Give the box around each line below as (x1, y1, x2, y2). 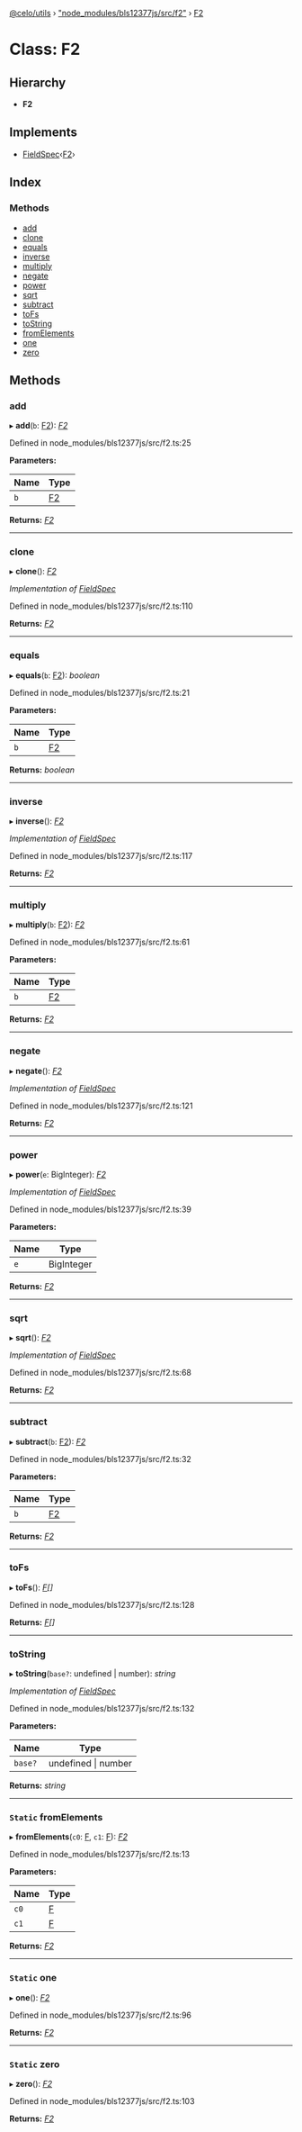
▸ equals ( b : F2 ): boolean (9, 670, 101, 681)
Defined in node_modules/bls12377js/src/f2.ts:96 (9, 2010, 191, 2020)
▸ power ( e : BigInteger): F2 (9, 1169, 106, 1179)
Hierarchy (9, 75, 67, 90)
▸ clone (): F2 (9, 566, 57, 577)
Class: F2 (9, 40, 81, 59)
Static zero (9, 2057, 60, 2070)
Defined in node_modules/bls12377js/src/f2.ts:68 (9, 1368, 191, 1378)
